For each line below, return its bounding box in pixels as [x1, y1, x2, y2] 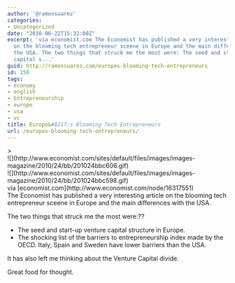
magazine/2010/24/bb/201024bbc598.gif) [7, 177, 129, 185]
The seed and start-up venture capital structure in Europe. [17, 226, 185, 235]
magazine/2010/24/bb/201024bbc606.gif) [7, 162, 129, 170]
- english [7, 88, 36, 95]
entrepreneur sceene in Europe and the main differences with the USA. [7, 199, 211, 207]
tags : [7, 75, 23, 83]
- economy [7, 82, 36, 89]
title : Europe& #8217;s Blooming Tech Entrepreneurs [7, 120, 161, 128]
